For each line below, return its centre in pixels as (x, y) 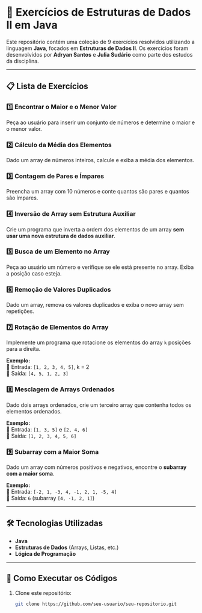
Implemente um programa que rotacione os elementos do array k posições (99, 342)
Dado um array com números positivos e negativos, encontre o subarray (96, 467)
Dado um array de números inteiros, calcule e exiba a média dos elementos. (100, 160)
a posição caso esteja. (34, 273)
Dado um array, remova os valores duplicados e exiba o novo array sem (95, 305)
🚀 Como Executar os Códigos (62, 578)
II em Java (32, 25)
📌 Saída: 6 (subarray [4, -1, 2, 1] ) (50, 498)
